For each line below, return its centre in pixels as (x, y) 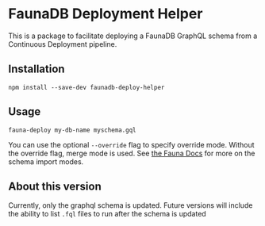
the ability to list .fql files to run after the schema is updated (107, 214)
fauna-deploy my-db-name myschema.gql (72, 130)
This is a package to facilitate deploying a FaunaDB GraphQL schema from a (133, 36)
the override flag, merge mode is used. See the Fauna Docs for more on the (132, 153)
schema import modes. (46, 161)
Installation (36, 69)
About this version (55, 186)
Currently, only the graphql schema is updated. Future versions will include (131, 205)
